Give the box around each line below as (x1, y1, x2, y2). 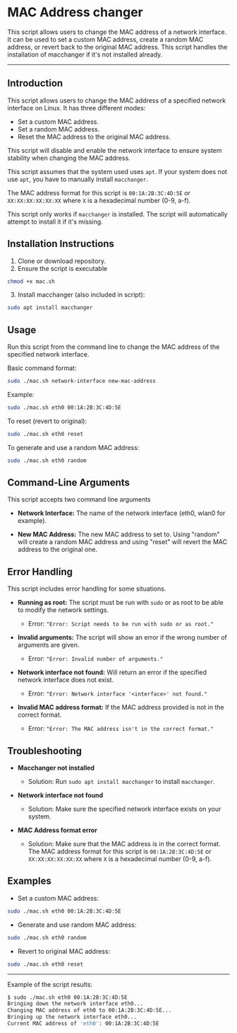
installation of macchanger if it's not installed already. (7, 50, 163, 59)
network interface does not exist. (17, 676, 114, 684)
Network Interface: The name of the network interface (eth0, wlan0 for (17, 509, 226, 517)
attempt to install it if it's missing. (7, 217, 104, 226)
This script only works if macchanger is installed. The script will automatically (7, 209, 228, 218)
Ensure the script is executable (17, 264, 108, 272)
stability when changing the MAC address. (7, 154, 130, 162)
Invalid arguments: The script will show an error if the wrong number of (17, 633, 227, 642)
